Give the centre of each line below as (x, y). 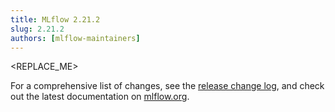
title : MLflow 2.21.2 (55, 19)
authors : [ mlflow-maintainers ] (75, 38)
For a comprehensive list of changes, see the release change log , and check (167, 86)
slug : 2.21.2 (37, 29)
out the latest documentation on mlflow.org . (100, 97)
